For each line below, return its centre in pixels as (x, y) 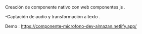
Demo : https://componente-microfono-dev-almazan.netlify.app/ (71, 26)
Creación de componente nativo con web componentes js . (65, 7)
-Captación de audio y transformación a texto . (53, 17)
